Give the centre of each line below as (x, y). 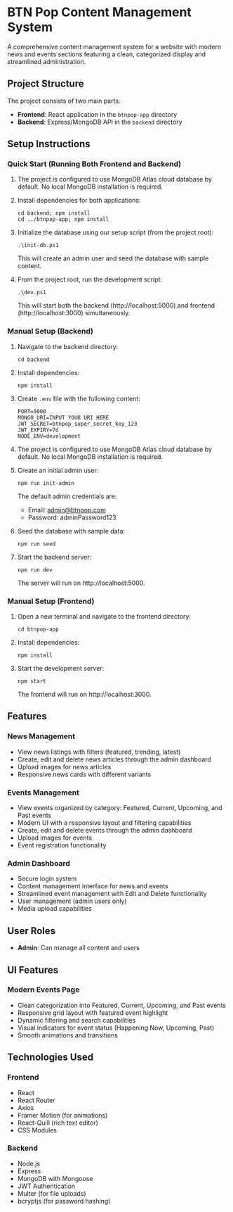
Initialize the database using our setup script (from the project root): (115, 232)
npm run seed (36, 544)
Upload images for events (55, 838)
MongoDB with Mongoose (55, 1178)
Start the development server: (61, 669)
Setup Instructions (49, 144)
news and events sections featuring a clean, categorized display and (106, 54)
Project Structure (46, 84)
